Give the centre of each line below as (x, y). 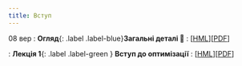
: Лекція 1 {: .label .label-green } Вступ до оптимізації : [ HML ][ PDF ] (121, 53)
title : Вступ (30, 16)
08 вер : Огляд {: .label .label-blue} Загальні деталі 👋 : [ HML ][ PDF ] (119, 38)
